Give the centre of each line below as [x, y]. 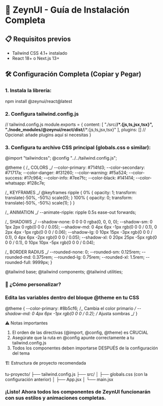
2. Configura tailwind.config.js [42, 114]
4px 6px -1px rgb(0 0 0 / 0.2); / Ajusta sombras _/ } [87, 313]
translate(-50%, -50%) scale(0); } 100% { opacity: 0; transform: [69, 198]
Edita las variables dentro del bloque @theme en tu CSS [72, 298]
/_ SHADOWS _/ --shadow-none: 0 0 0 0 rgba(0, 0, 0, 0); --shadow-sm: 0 [79, 222]
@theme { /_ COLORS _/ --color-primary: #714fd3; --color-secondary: [75, 167]
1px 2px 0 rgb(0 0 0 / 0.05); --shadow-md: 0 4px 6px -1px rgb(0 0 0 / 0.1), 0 [81, 227]
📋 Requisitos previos [38, 39]
